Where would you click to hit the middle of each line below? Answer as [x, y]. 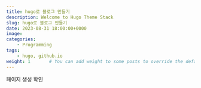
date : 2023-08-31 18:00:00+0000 [46, 28]
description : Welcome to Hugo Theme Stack [60, 17]
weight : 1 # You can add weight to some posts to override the [95, 61]
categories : [21, 39]
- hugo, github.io [40, 56]
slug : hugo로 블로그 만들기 [37, 23]
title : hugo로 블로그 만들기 [38, 12]
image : [14, 34]
